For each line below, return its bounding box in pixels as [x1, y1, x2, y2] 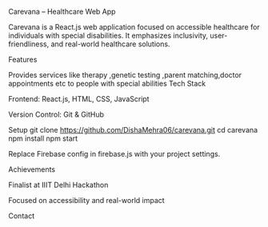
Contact [8, 211, 34, 221]
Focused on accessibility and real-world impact [8, 196, 166, 205]
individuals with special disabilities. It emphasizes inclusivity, [8, 31, 209, 40]
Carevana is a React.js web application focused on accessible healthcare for [8, 22, 260, 31]
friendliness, [8, 39, 50, 49]
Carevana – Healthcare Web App [8, 7, 116, 16]
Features [8, 55, 38, 64]
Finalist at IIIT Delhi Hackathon [8, 180, 109, 189]
